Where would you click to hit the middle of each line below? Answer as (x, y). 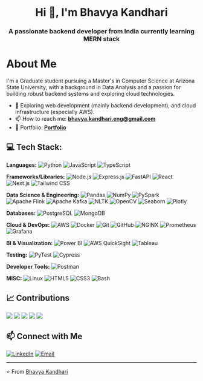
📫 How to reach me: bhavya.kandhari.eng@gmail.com (85, 119)
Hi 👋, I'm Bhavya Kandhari (101, 12)
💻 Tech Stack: (34, 147)
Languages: (22, 165)
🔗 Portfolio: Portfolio (40, 127)
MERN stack (101, 39)
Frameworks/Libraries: (36, 177)
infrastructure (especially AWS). (55, 112)
